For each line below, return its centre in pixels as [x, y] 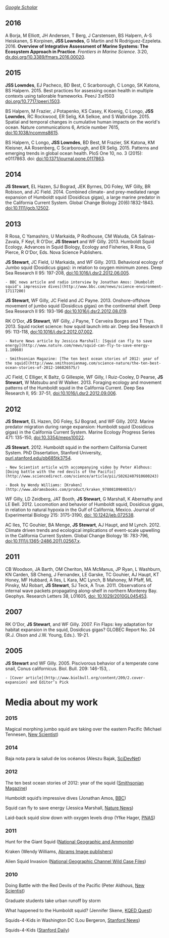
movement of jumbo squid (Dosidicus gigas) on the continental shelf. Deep [83, 306]
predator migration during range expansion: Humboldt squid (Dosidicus [79, 427]
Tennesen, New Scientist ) [32, 734]
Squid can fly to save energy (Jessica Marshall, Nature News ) [69, 808]
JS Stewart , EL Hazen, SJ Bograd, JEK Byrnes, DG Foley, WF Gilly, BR [78, 186]
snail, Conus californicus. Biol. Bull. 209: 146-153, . [58, 669]
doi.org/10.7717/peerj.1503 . [33, 101]
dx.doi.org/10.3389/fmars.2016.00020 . [45, 57]
